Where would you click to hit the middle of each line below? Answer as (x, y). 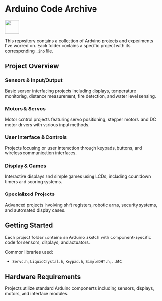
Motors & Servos (25, 108)
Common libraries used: (29, 252)
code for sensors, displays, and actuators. (47, 242)
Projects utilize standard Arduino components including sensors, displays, (80, 288)
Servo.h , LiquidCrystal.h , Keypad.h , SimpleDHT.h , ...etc (67, 261)
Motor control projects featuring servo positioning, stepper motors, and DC (81, 119)
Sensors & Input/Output (34, 80)
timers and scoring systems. (34, 181)
